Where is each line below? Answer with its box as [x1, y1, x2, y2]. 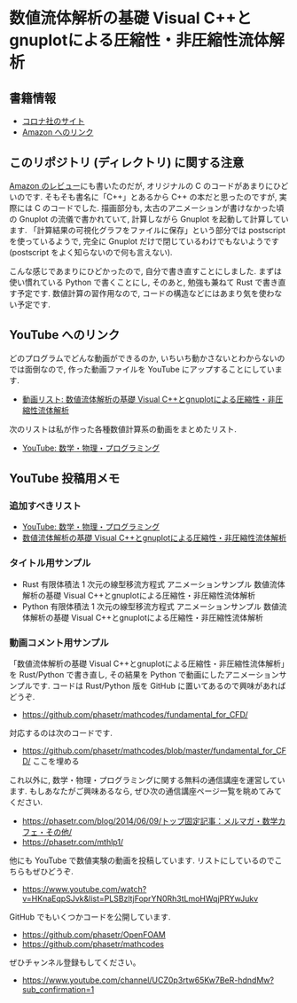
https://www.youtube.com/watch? [21, 883, 147, 894]
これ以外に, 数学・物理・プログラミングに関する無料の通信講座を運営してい [9, 774, 285, 785]
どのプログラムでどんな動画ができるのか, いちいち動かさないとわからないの [9, 352, 285, 364]
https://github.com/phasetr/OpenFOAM [21, 929, 166, 940]
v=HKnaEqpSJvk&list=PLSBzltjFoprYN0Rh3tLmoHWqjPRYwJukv [21, 893, 259, 904]
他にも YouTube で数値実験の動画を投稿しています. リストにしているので [9, 855, 275, 866]
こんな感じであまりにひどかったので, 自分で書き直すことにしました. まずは [9, 265, 282, 276]
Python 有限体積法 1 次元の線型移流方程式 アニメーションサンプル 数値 [21, 600, 279, 612]
